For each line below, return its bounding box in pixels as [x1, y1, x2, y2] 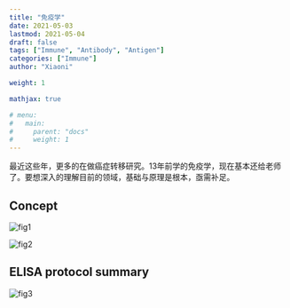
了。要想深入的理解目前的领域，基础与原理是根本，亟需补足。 [9, 172, 235, 183]
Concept [9, 198, 59, 213]
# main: [9, 119, 46, 128]
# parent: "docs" [9, 127, 90, 136]
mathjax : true [9, 94, 62, 103]
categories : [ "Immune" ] [9, 54, 98, 63]
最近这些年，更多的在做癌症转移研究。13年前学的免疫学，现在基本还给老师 [9, 161, 282, 171]
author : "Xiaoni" [9, 63, 74, 72]
